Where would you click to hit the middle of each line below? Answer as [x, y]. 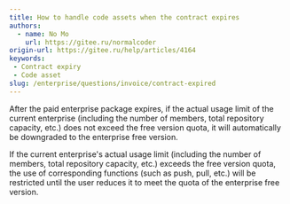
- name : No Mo [43, 34]
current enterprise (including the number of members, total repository [137, 118]
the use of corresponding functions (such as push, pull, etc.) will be [133, 173]
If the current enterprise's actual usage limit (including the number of [135, 154]
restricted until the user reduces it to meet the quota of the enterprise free [145, 182]
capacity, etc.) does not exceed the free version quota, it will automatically [145, 127]
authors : [25, 26]
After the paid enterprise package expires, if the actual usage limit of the [141, 108]
